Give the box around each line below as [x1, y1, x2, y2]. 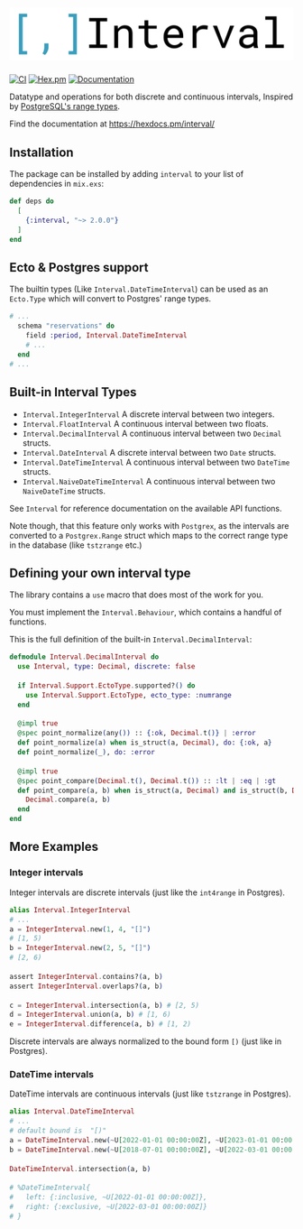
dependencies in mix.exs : [9, 179, 105, 189]
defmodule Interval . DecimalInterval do [9, 652, 160, 661]
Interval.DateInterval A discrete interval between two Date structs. [22, 447, 277, 457]
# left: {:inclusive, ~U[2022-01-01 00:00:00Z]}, [9, 1193, 207, 1202]
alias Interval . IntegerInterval [9, 905, 131, 914]
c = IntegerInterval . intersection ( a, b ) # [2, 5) [9, 1001, 200, 1010]
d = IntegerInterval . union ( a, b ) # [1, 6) [9, 1010, 171, 1020]
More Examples [9, 839, 99, 855]
